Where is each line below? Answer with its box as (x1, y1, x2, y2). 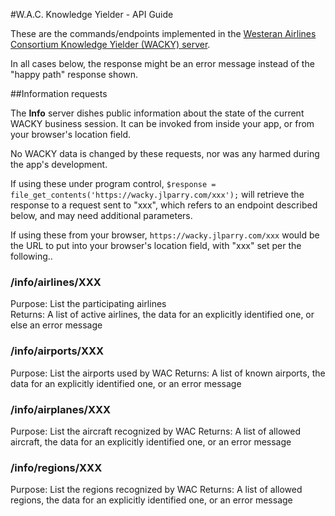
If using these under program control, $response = (10, 178, 217, 189)
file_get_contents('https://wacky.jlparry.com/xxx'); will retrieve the (10, 189, 305, 200)
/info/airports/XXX (10, 344, 105, 358)
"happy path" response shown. (10, 69, 139, 80)
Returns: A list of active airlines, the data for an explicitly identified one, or (10, 309, 315, 321)
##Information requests (10, 88, 108, 99)
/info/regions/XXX (10, 460, 103, 474)
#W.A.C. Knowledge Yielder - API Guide (10, 9, 174, 20)
